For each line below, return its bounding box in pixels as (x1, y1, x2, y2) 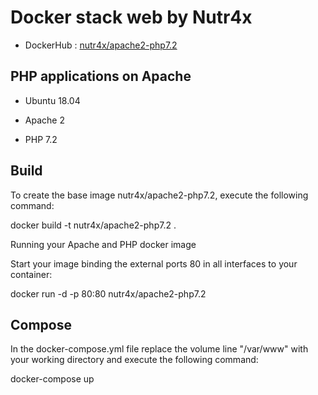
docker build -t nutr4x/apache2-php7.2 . (10, 219, 177, 231)
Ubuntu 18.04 (24, 94, 81, 106)
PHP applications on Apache (10, 68, 192, 85)
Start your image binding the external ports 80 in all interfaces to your (10, 257, 298, 270)
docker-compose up (10, 373, 95, 385)
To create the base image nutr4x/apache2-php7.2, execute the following (10, 189, 309, 201)
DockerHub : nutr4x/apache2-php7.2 (24, 39, 178, 51)
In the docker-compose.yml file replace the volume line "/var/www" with (10, 343, 309, 355)
